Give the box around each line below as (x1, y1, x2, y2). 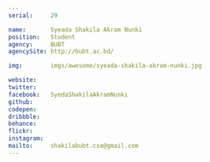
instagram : (8, 134, 44, 142)
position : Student (8, 33, 76, 41)
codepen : (8, 105, 37, 113)
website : (8, 76, 37, 84)
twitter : (8, 83, 37, 91)
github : (8, 98, 34, 106)
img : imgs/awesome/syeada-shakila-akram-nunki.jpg (8, 62, 202, 70)
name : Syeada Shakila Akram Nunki (8, 25, 143, 34)
